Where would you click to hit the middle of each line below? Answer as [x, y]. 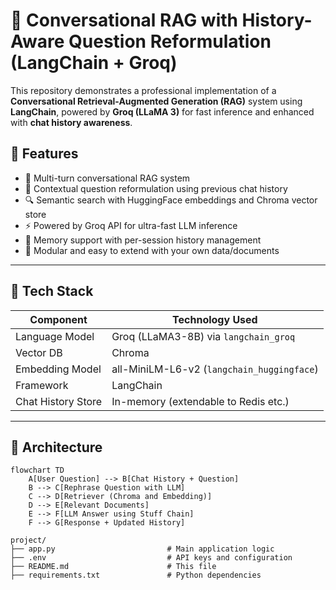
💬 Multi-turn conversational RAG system [107, 178]
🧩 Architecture [56, 447]
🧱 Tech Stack [52, 291]
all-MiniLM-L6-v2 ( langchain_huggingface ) [215, 369]
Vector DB [39, 352]
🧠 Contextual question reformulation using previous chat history [156, 188]
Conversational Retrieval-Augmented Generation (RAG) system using [156, 101]
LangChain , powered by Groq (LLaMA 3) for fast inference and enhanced [162, 111]
